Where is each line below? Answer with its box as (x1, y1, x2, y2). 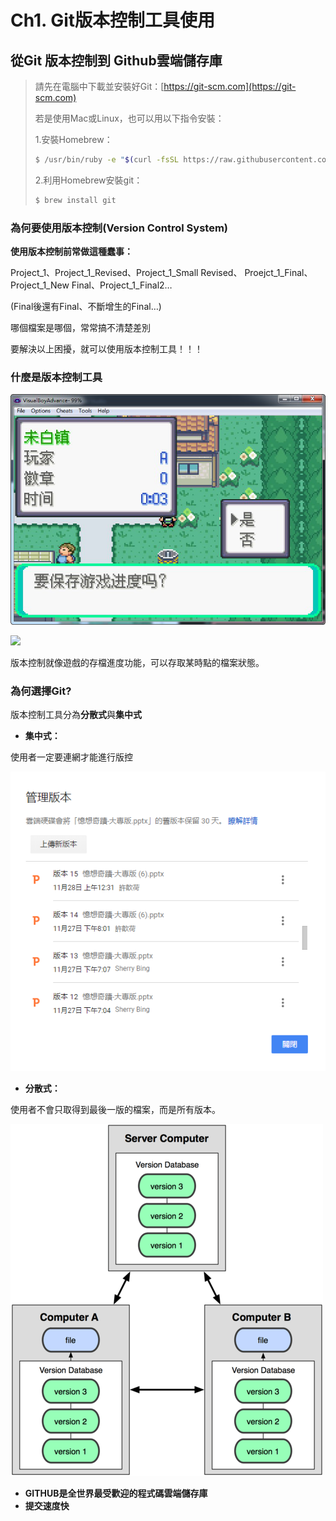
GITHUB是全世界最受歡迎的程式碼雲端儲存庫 (24, 1487, 208, 1499)
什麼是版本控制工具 (10, 370, 103, 384)
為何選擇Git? (10, 684, 72, 698)
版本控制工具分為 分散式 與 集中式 (10, 709, 142, 721)
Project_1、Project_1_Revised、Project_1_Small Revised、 (10, 267, 243, 279)
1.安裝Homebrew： (34, 134, 113, 145)
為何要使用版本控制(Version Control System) (10, 221, 229, 235)
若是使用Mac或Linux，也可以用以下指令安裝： (34, 112, 225, 124)
